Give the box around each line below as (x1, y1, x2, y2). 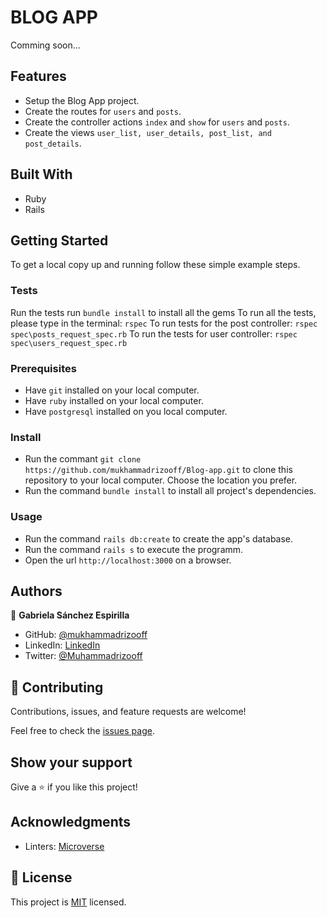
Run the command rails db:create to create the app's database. (24, 532, 294, 545)
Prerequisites (10, 361, 77, 375)
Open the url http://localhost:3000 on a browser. (24, 554, 232, 566)
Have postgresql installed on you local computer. (24, 405, 228, 417)
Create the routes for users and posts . (24, 105, 182, 117)
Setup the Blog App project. (24, 94, 140, 106)
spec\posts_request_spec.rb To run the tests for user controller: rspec (10, 327, 298, 340)
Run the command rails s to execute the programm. (24, 543, 244, 555)
